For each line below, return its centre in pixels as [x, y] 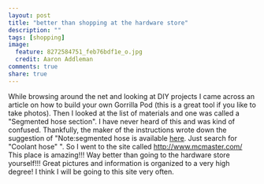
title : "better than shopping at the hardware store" [99, 23]
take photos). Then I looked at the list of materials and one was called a [124, 113]
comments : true [33, 67]
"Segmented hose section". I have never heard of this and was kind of [122, 121]
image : [19, 45]
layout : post [30, 15]
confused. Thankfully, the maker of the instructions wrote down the [117, 130]
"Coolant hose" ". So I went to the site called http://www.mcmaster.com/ [125, 146]
